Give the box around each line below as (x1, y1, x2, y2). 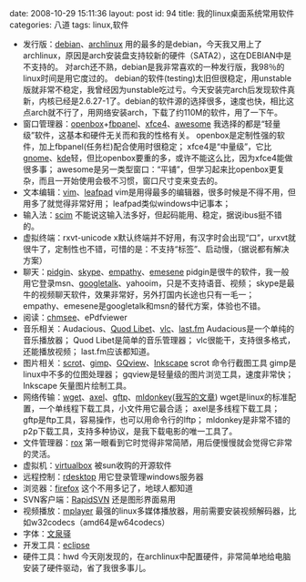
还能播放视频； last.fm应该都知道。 (22, 346, 155, 357)
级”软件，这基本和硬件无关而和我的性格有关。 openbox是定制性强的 (22, 130, 278, 140)
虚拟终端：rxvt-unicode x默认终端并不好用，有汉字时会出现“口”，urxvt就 (22, 232, 296, 243)
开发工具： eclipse (22, 540, 90, 550)
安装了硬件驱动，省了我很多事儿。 (22, 563, 151, 573)
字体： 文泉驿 (22, 528, 71, 539)
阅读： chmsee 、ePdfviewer (22, 312, 127, 322)
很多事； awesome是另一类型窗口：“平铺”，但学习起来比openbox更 (22, 164, 278, 175)
